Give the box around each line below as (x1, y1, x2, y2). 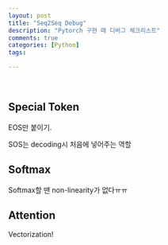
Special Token (8, 100, 79, 114)
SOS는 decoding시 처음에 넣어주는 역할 (8, 139, 132, 149)
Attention (8, 208, 55, 223)
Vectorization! (8, 230, 54, 239)
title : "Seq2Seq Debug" (8, 19, 87, 27)
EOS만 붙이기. (8, 122, 52, 132)
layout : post (8, 11, 52, 20)
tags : (8, 49, 26, 56)
